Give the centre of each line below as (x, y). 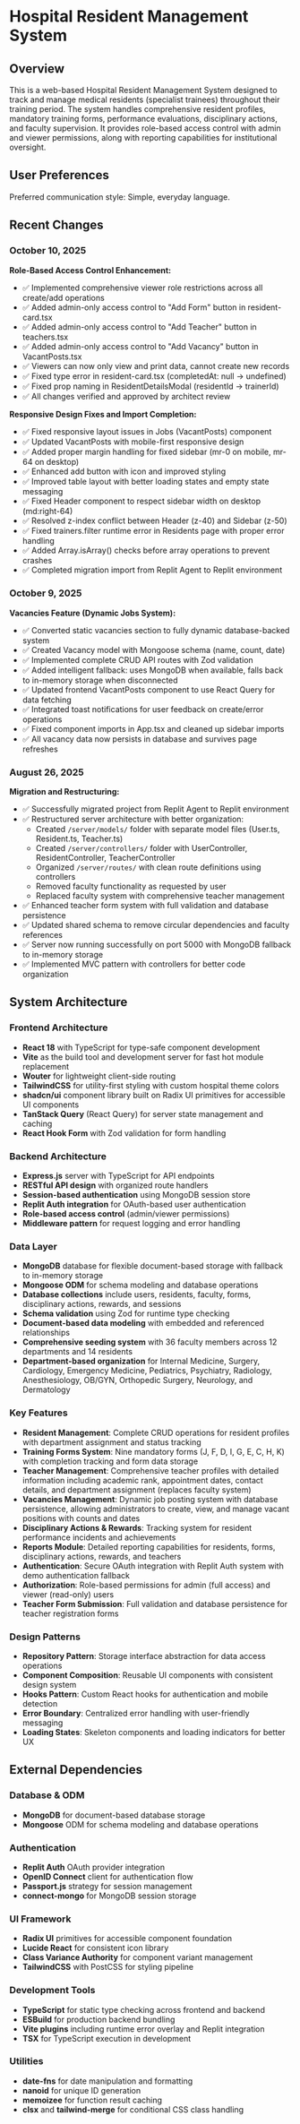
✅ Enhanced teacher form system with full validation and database (145, 906)
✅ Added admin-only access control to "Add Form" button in (134, 307)
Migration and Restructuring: (64, 792)
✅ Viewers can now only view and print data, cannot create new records (156, 365)
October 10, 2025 (48, 251)
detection (40, 1703)
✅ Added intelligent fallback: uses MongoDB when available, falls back (153, 670)
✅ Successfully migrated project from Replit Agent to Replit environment (155, 809)
